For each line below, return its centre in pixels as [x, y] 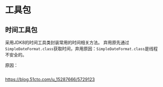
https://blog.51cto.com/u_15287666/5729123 [50, 79]
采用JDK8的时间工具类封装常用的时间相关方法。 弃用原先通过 [67, 43]
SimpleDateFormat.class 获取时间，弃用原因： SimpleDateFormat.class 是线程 [81, 49]
